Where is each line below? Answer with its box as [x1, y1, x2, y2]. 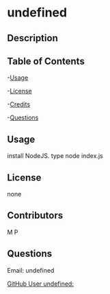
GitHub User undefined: [7, 280, 74, 288]
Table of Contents [7, 55, 85, 67]
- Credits [7, 100, 31, 109]
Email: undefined [7, 266, 55, 274]
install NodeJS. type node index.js [7, 152, 104, 160]
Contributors [7, 210, 64, 221]
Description [7, 32, 58, 44]
